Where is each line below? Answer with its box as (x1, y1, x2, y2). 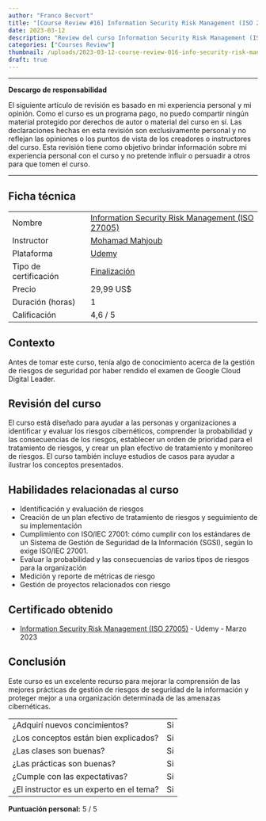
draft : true (8, 56, 47, 64)
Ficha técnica (8, 189, 77, 203)
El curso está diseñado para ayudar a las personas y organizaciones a (8, 418, 237, 428)
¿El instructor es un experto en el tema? (12, 784, 160, 795)
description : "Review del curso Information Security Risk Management (8, 33, 246, 42)
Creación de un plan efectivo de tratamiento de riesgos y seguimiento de (19, 513, 258, 522)
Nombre (12, 217, 43, 228)
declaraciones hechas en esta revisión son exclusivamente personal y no (8, 125, 247, 135)
